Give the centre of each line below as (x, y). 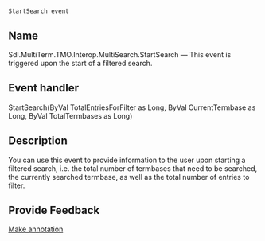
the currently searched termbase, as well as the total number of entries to (129, 177)
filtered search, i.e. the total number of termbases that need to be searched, (133, 168)
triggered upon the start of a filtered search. (80, 63)
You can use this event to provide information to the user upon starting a (127, 160)
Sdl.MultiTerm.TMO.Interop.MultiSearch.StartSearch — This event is (120, 54)
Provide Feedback (54, 210)
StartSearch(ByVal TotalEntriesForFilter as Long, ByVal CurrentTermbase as (132, 107)
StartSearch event (39, 11)
